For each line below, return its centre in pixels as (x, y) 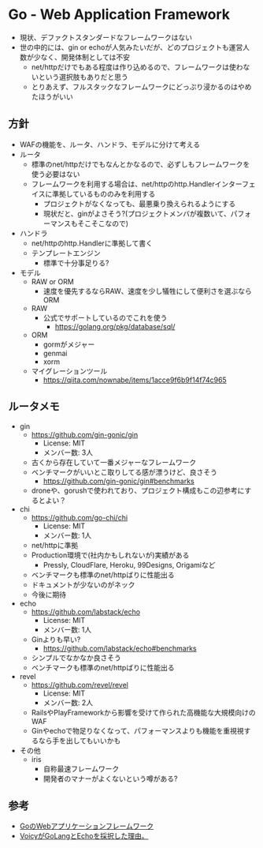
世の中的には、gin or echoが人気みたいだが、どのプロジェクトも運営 (131, 47)
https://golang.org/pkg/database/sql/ (115, 326)
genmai (55, 353)
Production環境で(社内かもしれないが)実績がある (110, 555)
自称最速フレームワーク (81, 768)
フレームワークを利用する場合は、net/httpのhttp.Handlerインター (137, 184)
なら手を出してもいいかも (80, 741)
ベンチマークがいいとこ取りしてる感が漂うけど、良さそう (124, 472)
